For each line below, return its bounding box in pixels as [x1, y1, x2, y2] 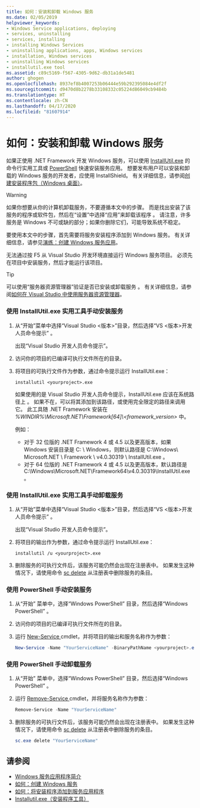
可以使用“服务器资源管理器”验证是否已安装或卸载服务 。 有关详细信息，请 [6, 283, 187, 290]
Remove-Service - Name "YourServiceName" [14, 707, 117, 713]
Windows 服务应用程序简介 [14, 773, 82, 780]
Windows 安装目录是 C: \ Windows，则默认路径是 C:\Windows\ [23, 446, 179, 453]
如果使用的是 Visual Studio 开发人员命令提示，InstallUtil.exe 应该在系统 [14, 391, 189, 398]
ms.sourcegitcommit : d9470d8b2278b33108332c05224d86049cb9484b [6, 87, 167, 93]
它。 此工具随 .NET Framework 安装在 [14, 405, 108, 413]
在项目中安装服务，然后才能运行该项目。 [6, 259, 106, 266]
